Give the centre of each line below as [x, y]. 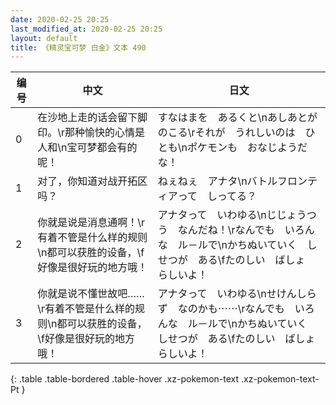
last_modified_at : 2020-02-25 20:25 [86, 29]
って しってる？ [217, 196]
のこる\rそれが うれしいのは [226, 133]
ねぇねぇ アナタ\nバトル [217, 181]
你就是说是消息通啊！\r [91, 223]
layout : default [44, 38]
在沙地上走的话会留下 [87, 118]
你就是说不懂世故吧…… [91, 294]
